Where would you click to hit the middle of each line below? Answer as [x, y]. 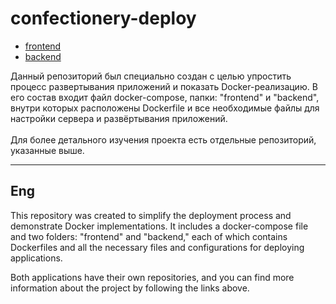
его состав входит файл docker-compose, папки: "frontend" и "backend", [165, 97]
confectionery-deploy [103, 18]
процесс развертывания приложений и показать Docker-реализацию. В [164, 86]
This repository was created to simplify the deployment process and [151, 215]
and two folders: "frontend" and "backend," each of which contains [149, 236]
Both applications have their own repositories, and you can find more [152, 277]
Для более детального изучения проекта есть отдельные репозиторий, [163, 139]
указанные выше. [47, 150]
